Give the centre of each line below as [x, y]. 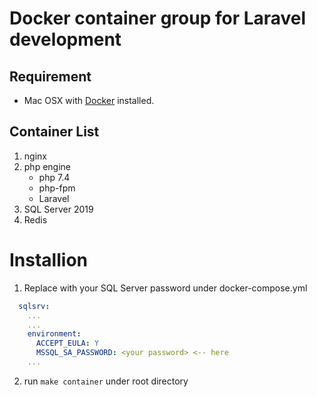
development [65, 39]
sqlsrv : [34, 306]
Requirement [50, 76]
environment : [54, 334]
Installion [48, 260]
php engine [47, 166]
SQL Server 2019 [58, 209]
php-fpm [57, 188]
